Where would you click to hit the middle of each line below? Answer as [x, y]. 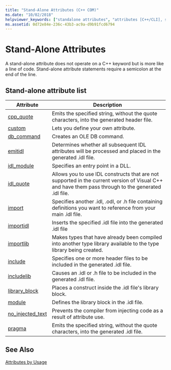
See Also [20, 350]
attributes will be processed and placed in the [106, 151]
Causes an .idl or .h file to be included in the [104, 273]
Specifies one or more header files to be [100, 258]
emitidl [16, 151]
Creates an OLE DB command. [88, 137]
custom [17, 128]
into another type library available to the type [105, 244]
